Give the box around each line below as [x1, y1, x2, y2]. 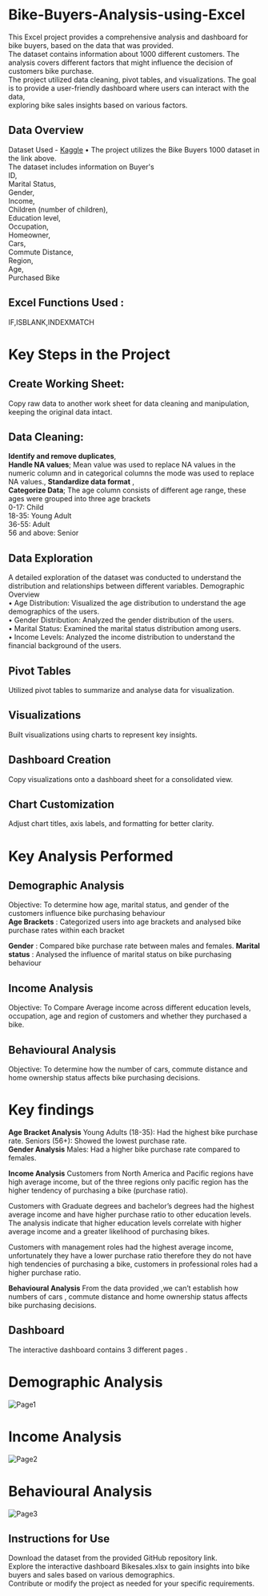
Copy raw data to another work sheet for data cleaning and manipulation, [8, 399, 250, 408]
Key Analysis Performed [8, 847, 174, 865]
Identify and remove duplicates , [8, 452, 117, 461]
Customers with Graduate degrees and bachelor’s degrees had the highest [8, 1201, 254, 1210]
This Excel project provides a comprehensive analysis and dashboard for [8, 32, 248, 42]
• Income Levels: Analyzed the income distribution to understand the [8, 632, 235, 642]
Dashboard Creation [8, 753, 111, 767]
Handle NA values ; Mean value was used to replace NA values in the [8, 460, 236, 470]
